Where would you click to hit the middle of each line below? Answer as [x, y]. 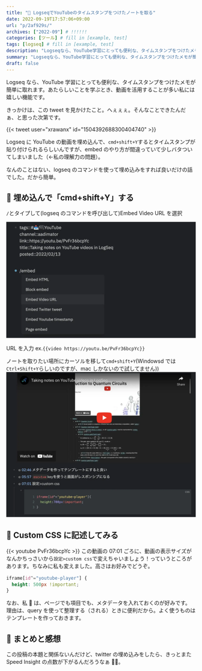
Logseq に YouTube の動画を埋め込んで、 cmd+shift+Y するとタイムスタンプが [101, 142]
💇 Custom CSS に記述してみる [63, 536]
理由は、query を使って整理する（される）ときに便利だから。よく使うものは [101, 610]
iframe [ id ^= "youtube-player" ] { [47, 578]
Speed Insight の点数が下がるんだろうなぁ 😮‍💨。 [65, 662]
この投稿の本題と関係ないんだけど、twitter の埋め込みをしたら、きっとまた [99, 654]
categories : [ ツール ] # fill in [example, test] [67, 38]
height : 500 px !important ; [45, 584]
